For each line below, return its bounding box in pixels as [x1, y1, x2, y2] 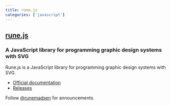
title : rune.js [5, 7, 38, 13]
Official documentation [12, 79, 61, 86]
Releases [12, 85, 32, 91]
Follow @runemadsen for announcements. [5, 95, 94, 101]
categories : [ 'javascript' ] [5, 12, 65, 17]
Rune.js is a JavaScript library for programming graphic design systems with [5, 64, 166, 70]
